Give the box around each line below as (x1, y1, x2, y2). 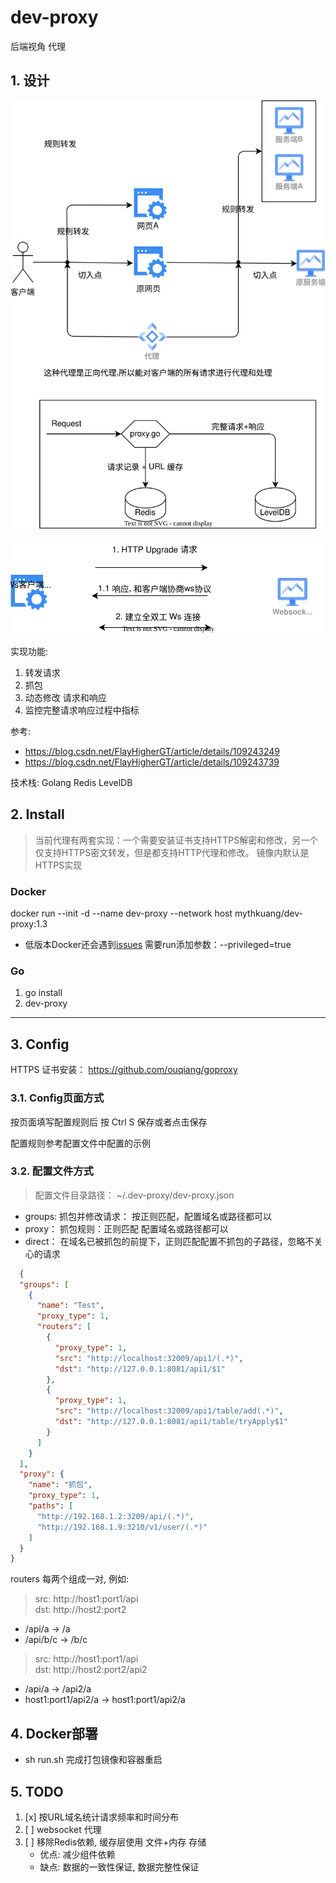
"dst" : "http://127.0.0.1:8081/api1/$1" (54, 1364, 226, 1374)
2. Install (10, 806, 65, 823)
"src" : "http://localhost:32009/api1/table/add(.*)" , (54, 1406, 284, 1416)
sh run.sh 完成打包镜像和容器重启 (24, 1754, 163, 1766)
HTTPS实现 (34, 859, 83, 871)
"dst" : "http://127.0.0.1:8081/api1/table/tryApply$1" (54, 1417, 288, 1427)
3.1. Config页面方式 (10, 1091, 105, 1105)
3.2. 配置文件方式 (10, 1164, 94, 1178)
